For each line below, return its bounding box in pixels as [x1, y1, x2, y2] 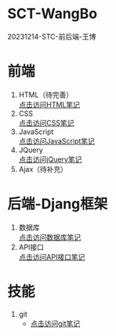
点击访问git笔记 [30, 319, 81, 328]
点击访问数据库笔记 [18, 232, 82, 241]
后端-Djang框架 [7, 195, 108, 213]
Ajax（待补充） [18, 164, 68, 174]
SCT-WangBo [7, 5, 98, 23]
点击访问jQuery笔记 [18, 155, 82, 164]
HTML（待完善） [18, 90, 74, 99]
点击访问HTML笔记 [18, 99, 80, 109]
